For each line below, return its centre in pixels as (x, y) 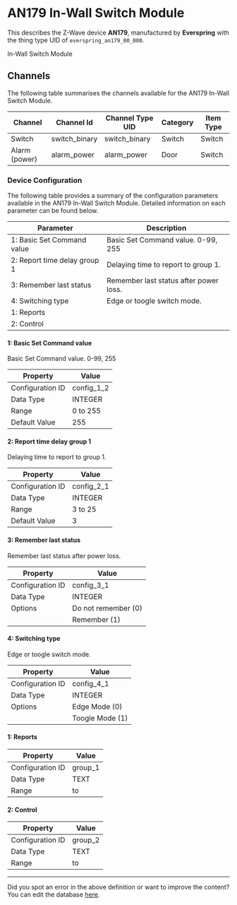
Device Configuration (45, 180)
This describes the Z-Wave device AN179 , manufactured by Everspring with (118, 32)
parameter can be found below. (53, 211)
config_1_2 (91, 388)
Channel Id (74, 122)
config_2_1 (91, 487)
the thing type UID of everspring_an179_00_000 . (76, 40)
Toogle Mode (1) (100, 718)
